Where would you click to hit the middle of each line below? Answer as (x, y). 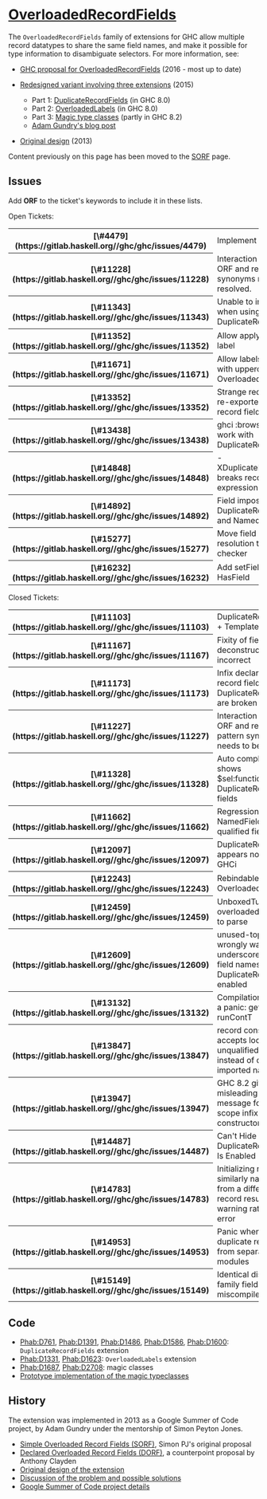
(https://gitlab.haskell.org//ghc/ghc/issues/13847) (111, 1056)
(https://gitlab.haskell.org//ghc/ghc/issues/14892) (111, 516)
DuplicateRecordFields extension (74, 1351)
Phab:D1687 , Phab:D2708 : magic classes (86, 1367)
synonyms (236, 279)
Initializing (236, 1169)
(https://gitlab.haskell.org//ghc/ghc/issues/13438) (111, 440)
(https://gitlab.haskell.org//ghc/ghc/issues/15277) (111, 549)
